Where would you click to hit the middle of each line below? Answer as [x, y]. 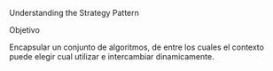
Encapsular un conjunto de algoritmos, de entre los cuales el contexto [136, 47]
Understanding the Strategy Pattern [74, 13]
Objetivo [24, 30]
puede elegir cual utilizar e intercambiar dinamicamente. [112, 56]
